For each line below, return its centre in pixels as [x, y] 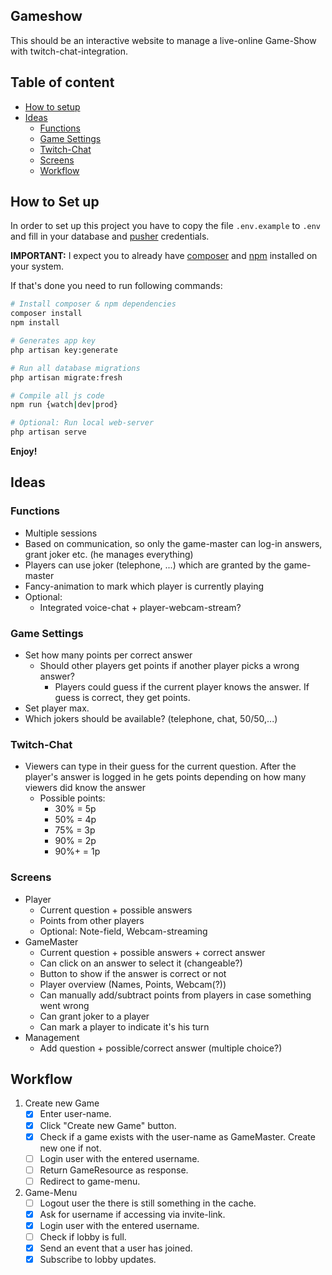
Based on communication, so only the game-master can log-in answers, [173, 543]
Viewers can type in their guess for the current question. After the [160, 766]
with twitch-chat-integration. [69, 51]
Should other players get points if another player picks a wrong [169, 666]
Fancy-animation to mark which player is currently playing [144, 586]
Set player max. [57, 708]
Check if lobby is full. [83, 1237]
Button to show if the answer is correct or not [133, 973]
